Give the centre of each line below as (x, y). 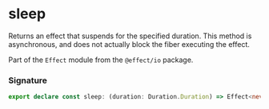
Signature (28, 80)
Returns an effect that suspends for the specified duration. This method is (130, 36)
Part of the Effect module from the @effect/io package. (101, 60)
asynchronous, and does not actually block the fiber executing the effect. (129, 44)
